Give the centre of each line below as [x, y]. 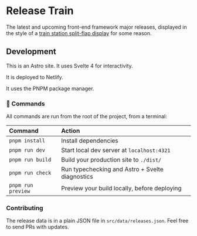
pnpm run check [30, 173]
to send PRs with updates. [38, 227]
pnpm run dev [27, 150]
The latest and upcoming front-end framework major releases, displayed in [96, 27]
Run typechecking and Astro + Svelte [112, 169]
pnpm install [27, 141]
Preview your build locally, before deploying [121, 189]
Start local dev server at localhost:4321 [116, 151]
